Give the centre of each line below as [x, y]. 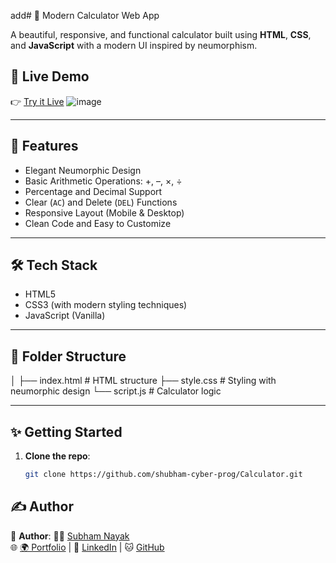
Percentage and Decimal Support [93, 191]
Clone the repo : [57, 456]
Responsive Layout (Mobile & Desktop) [104, 212]
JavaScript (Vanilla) [65, 316]
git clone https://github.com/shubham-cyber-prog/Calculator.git [163, 475]
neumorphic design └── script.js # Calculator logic [116, 391]
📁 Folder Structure [68, 356]
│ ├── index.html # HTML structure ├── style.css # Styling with [143, 381]
